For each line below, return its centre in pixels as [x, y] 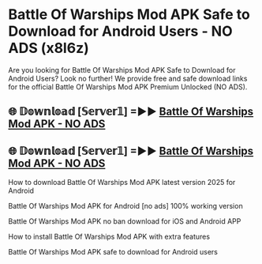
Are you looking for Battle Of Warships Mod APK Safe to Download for [122, 70]
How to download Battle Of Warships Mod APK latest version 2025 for [122, 183]
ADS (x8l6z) [49, 48]
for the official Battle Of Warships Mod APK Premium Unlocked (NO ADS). [128, 87]
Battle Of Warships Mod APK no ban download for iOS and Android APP [125, 221]
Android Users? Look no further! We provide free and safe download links [128, 78]
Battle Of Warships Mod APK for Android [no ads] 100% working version [125, 206]
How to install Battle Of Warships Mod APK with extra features [109, 237]
